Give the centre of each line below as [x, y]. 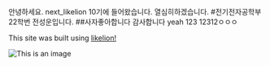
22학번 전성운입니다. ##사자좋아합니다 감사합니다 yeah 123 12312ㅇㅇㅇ [123, 22]
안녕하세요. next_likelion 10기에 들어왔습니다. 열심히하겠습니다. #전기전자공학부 [135, 12]
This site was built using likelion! [63, 38]
